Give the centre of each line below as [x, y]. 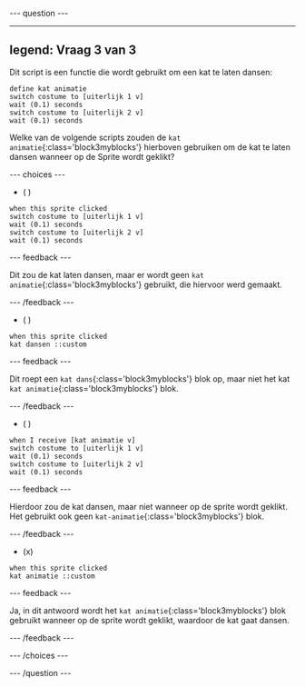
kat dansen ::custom [49, 344]
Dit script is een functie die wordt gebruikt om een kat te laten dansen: [141, 72]
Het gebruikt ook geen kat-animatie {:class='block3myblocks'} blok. [137, 516]
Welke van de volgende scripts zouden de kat [95, 137]
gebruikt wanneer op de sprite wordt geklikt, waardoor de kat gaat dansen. [150, 620]
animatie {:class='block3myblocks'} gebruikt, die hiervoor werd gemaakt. [146, 284]
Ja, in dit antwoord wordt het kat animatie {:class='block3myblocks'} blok [148, 610]
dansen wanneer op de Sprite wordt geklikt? [92, 156]
